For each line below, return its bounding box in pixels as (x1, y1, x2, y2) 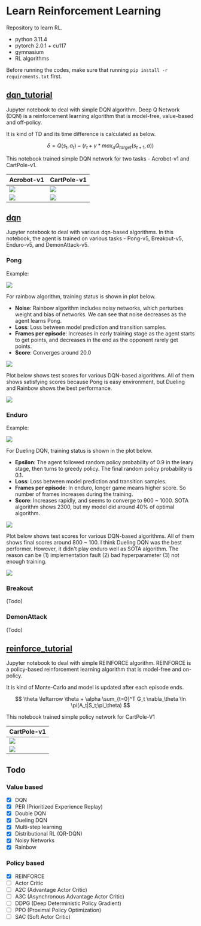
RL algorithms (14, 55, 50, 62)
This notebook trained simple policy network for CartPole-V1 (6, 713, 156, 721)
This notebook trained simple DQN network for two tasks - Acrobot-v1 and (6, 155, 190, 162)
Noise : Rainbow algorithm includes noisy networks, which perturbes (14, 304, 184, 311)
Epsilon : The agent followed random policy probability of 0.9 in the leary (14, 458, 194, 465)
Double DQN (14, 810, 46, 817)
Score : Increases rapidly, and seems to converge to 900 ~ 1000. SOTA (14, 497, 189, 504)
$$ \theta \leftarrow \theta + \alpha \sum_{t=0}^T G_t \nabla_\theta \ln (14, 695, 187, 703)
